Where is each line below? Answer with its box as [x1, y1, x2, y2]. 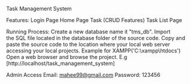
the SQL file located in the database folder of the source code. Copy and [6, 35, 186, 41]
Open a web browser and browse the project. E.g [6, 54, 128, 60]
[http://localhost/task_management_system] [6, 60, 115, 67]
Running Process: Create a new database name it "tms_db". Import [6, 28, 171, 35]
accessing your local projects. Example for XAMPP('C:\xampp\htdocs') [6, 47, 181, 54]
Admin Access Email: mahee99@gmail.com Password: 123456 [6, 71, 160, 78]
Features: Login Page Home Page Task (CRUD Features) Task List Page [6, 17, 183, 23]
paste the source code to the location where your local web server [6, 41, 171, 48]
